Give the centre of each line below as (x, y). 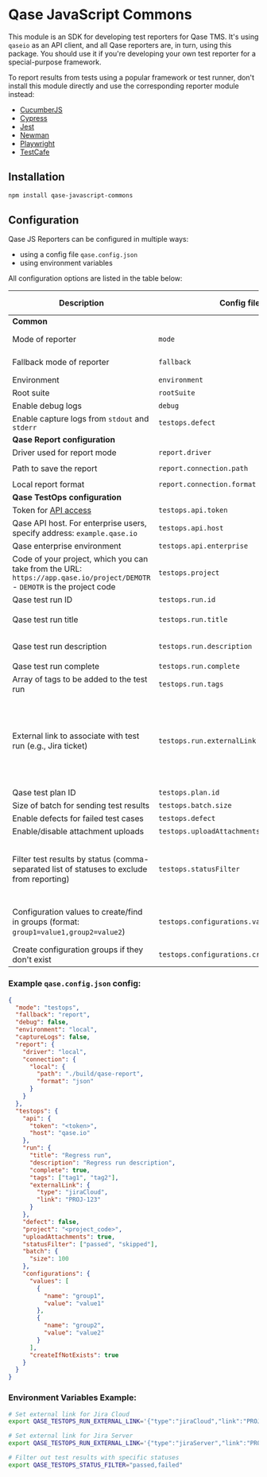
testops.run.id (187, 600)
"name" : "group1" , (74, 1296)
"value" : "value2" (74, 1333)
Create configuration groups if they (78, 950)
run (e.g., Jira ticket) (50, 746)
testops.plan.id (189, 793)
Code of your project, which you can (80, 559)
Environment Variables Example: (73, 1397)
